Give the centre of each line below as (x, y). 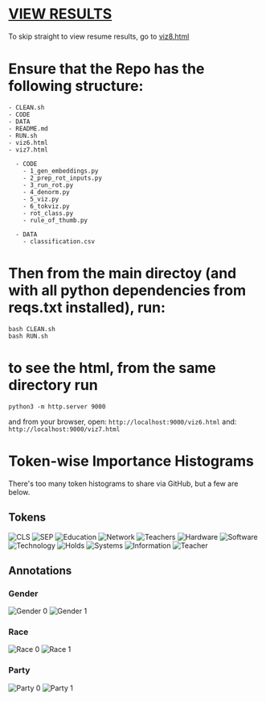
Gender (23, 593)
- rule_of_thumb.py (55, 220)
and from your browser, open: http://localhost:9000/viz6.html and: (123, 421)
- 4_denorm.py (46, 192)
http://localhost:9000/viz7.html (64, 429)
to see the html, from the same (112, 368)
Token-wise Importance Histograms (131, 461)
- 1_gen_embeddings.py (61, 171)
